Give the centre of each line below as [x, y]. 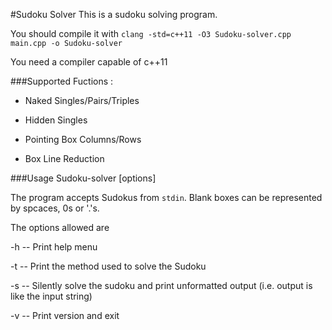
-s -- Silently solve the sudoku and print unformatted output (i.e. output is [161, 285]
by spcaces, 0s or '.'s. [55, 208]
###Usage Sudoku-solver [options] [83, 178]
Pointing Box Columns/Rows [83, 139]
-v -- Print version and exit [65, 315]
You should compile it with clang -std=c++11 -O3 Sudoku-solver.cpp [151, 33]
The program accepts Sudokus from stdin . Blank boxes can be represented [166, 197]
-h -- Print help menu [54, 247]
